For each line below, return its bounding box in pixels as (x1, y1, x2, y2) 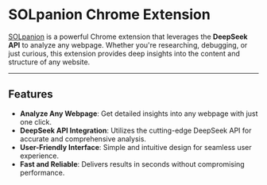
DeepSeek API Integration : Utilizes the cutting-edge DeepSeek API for (19, 125, 252, 135)
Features (8, 87, 53, 101)
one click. (19, 117, 52, 126)
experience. (19, 151, 60, 160)
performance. (19, 168, 65, 177)
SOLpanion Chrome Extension (8, 6, 211, 24)
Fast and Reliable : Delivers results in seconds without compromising (19, 159, 245, 168)
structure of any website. (8, 57, 91, 67)
